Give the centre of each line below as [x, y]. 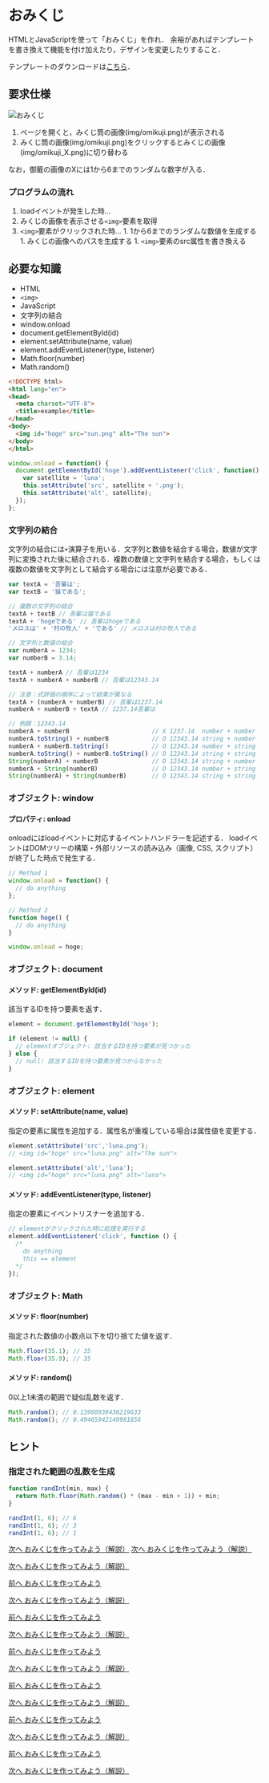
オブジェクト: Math [46, 1296]
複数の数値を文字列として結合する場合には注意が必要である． [110, 569]
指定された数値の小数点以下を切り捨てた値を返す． [92, 1335]
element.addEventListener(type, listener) [87, 350]
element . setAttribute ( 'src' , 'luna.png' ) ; [78, 1146]
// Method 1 [28, 873]
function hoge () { [39, 918]
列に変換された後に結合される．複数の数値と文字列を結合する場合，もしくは [134, 559]
